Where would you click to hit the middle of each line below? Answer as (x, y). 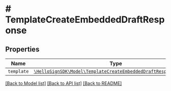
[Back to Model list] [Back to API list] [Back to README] (64, 83)
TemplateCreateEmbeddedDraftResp (85, 20)
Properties (22, 49)
